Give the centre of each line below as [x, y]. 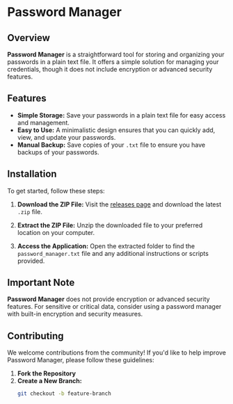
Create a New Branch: [49, 381]
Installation [32, 174]
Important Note [41, 283]
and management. [43, 122]
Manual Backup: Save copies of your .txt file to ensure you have [111, 145]
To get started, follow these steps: [56, 191]
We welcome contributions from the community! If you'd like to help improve [117, 353]
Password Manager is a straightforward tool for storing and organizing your [116, 54]
